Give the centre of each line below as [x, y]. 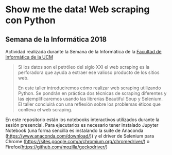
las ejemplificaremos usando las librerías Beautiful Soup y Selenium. [90, 99]
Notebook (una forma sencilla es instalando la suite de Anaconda [74, 130]
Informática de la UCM [29, 57]
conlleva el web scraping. [45, 110]
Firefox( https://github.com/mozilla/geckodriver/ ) [57, 147]
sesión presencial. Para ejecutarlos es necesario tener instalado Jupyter [82, 125]
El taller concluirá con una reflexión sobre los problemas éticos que [89, 104]
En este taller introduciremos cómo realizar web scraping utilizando [89, 88]
